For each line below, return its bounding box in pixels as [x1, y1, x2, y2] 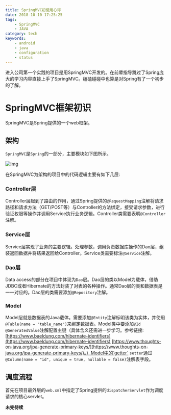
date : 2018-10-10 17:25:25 [5, 12, 63, 17]
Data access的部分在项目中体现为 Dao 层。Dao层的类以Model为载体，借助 [5, 276, 158, 283]
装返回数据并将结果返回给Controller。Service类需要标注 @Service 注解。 [5, 250, 155, 256]
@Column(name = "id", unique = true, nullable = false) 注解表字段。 [5, 356, 154, 362]
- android [14, 41, 36, 46]
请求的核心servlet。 [5, 394, 47, 400]
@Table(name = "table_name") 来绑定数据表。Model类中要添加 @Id [5, 321, 141, 327]
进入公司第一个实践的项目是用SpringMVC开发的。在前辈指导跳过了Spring [5, 69, 160, 75]
